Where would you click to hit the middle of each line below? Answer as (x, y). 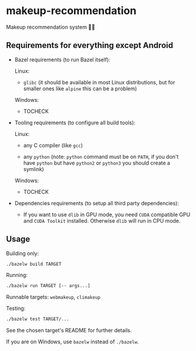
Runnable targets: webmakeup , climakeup (53, 297)
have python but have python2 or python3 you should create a (97, 163)
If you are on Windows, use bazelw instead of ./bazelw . (72, 342)
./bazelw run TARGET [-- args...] (48, 286)
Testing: (16, 308)
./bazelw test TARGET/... (38, 319)
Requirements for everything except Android (89, 45)
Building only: (23, 253)
